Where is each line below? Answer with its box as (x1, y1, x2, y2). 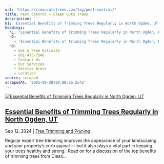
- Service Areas (14, 67, 47, 71)
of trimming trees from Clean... (5, 153, 67, 159)
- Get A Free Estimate (14, 48, 60, 53)
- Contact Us (14, 57, 41, 62)
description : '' (5, 16, 38, 21)
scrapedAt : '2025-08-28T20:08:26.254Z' (5, 80, 86, 85)
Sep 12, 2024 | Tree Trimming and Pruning (5, 128, 90, 134)
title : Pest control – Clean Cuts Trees (5, 12, 89, 17)
